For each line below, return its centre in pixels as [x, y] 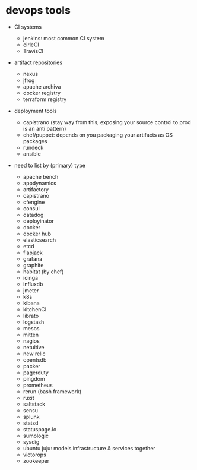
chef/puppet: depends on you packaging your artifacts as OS [98, 135]
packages [35, 141]
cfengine [34, 202]
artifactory [36, 189]
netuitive [34, 347]
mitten [31, 335]
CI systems [28, 27]
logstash [34, 322]
